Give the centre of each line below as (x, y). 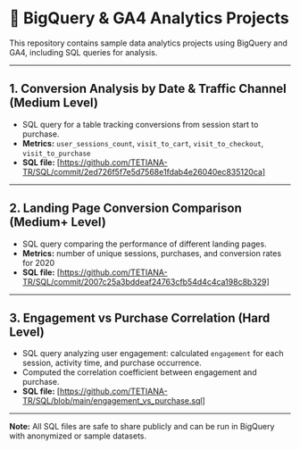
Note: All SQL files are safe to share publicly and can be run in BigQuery (142, 427)
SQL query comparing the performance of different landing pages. (144, 244)
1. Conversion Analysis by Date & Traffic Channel (148, 89)
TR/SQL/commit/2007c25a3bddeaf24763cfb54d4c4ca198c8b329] (146, 281)
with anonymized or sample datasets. (78, 436)
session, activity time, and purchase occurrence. (112, 363)
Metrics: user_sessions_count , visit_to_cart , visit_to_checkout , (143, 143)
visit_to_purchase (56, 154)
